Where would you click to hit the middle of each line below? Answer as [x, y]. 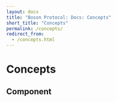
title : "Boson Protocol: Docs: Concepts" [59, 17]
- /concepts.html [33, 40]
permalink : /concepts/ [35, 28]
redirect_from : [25, 34]
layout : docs [23, 12]
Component [29, 91]
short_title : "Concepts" [37, 23]
